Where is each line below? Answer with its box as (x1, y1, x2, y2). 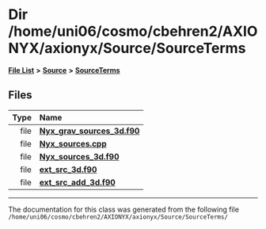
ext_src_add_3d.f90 (39, 177, 116, 188)
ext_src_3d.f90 (39, 164, 97, 175)
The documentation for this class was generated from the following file (8, 204, 240, 214)
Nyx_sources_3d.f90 (39, 151, 120, 162)
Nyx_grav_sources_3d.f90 (39, 125, 140, 136)
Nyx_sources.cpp (39, 138, 107, 149)
